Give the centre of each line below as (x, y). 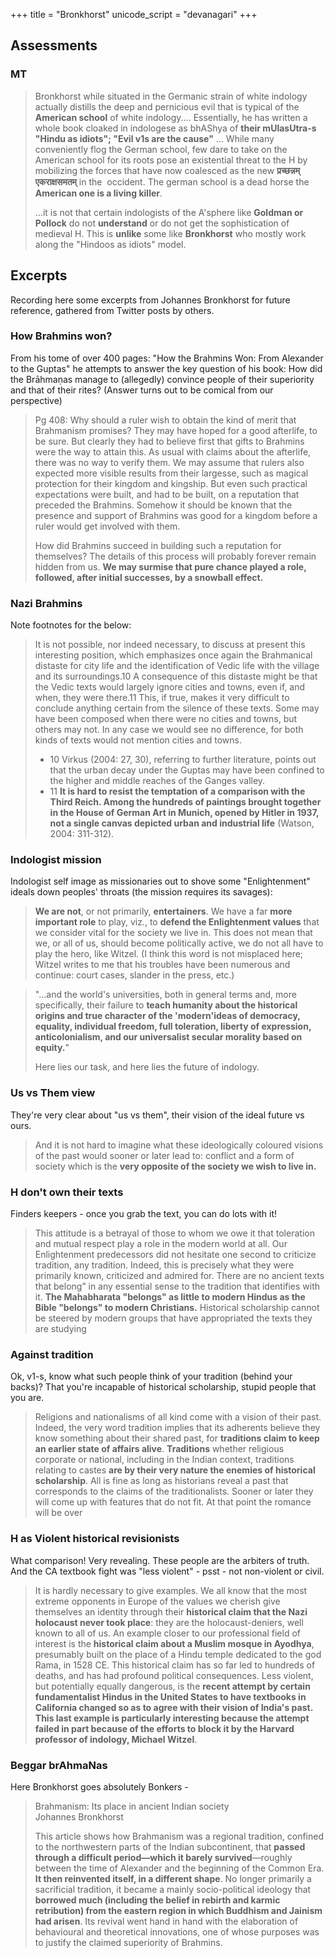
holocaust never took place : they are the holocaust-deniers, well (169, 1622)
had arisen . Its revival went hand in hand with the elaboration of (166, 1921)
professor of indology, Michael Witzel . (116, 1739)
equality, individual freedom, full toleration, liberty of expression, (173, 1026)
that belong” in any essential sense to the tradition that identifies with (177, 1286)
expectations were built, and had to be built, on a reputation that (167, 494)
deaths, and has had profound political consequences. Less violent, (174, 1675)
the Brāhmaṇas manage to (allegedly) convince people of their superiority (162, 379)
